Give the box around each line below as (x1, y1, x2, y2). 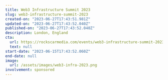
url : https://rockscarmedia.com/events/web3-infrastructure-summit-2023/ (9, 40, 166, 45)
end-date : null (5, 53, 37, 59)
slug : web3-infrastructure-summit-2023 (5, 12, 88, 17)
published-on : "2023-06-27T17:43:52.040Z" (5, 26, 95, 31)
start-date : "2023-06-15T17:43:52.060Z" (5, 49, 91, 54)
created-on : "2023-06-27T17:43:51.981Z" (5, 16, 91, 21)
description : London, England (5, 30, 68, 35)
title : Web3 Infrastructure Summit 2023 (5, 7, 91, 12)
